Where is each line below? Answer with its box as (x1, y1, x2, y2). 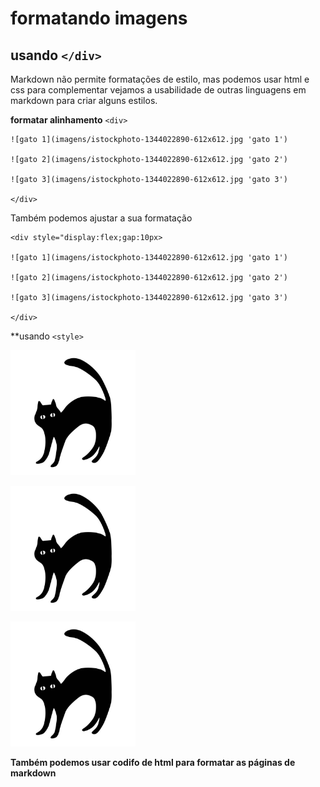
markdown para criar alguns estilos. (10, 95, 158, 106)
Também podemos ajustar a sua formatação (10, 212, 193, 224)
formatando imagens (10, 7, 188, 30)
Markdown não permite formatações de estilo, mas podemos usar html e (10, 73, 310, 85)
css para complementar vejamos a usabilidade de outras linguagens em (10, 84, 307, 96)
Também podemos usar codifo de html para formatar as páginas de (10, 757, 296, 768)
